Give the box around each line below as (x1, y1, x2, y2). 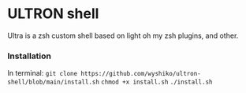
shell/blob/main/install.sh (7, 78, 100, 87)
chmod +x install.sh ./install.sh (101, 78, 213, 87)
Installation (7, 50, 52, 61)
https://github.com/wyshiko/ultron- (80, 70, 202, 78)
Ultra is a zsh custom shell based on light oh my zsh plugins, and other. (7, 31, 239, 40)
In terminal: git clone (7, 69, 78, 78)
